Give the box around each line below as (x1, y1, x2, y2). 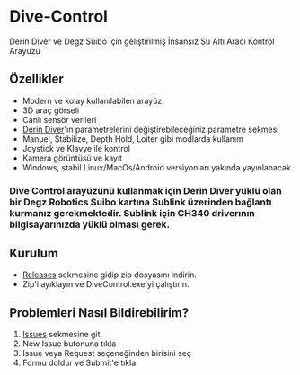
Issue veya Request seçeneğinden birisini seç (22, 348, 191, 359)
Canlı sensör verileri (22, 114, 97, 125)
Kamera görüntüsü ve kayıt (22, 153, 123, 163)
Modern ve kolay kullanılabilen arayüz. (22, 95, 164, 106)
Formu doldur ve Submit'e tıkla (22, 357, 137, 369)
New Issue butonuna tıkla (22, 338, 117, 349)
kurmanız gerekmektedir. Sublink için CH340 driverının (9, 206, 256, 219)
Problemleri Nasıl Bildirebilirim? (9, 305, 190, 320)
